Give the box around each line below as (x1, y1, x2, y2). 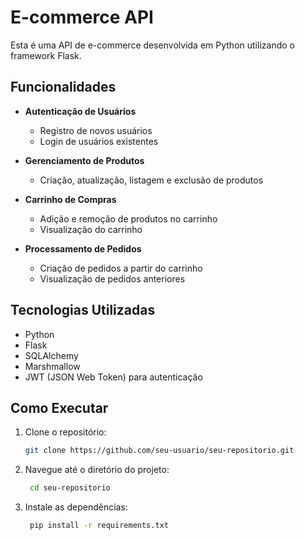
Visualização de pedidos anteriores (39, 272, 186, 285)
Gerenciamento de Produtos (24, 154, 145, 166)
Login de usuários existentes (39, 135, 159, 147)
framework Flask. (10, 49, 82, 61)
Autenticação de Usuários (24, 105, 137, 117)
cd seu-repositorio (29, 483, 111, 493)
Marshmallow (24, 360, 81, 372)
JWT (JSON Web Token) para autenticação (24, 371, 203, 383)
